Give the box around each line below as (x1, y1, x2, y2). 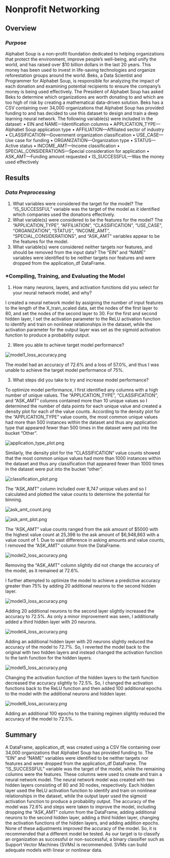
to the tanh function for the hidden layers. (5, 654, 92, 660)
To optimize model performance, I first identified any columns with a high (5, 386, 158, 393)
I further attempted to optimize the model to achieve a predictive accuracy (5, 577, 161, 584)
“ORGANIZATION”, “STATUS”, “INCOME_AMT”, (12, 228, 110, 234)
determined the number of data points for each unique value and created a (5, 403, 161, 409)
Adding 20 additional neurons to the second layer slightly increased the (5, 607, 155, 614)
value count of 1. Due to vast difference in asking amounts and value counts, (5, 537, 165, 543)
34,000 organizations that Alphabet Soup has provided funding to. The (5, 750, 153, 756)
